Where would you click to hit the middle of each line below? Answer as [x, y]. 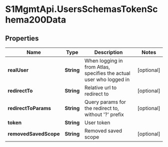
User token [97, 122]
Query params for [105, 102]
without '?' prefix [104, 114]
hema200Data [36, 20]
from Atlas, [97, 67]
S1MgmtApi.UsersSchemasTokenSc [81, 9]
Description [108, 52]
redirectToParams [29, 108]
